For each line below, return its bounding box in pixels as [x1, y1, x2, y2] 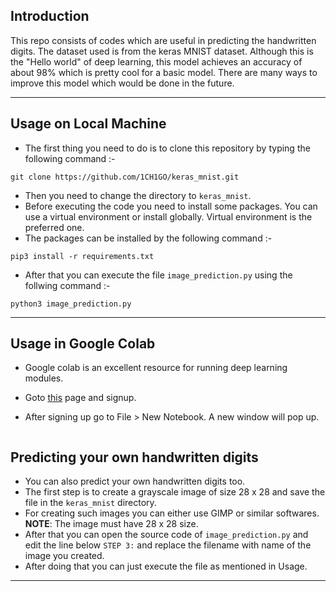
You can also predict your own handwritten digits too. [24, 475, 246, 488]
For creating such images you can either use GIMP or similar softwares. [24, 507, 320, 519]
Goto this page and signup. [24, 392, 137, 404]
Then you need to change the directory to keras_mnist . [24, 189, 252, 201]
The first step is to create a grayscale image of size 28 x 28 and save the [24, 486, 326, 498]
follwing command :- [24, 279, 111, 291]
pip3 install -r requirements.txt [10, 251, 155, 261]
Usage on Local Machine [10, 115, 167, 133]
